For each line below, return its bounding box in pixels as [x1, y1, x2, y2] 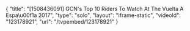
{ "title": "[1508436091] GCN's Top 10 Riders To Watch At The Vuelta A [5, 5, 184, 12]
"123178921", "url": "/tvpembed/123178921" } [5, 18, 119, 25]
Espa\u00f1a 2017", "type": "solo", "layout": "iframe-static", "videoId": [5, 12, 181, 19]
